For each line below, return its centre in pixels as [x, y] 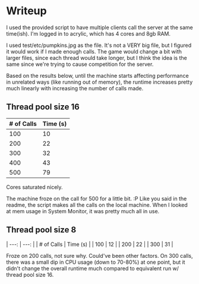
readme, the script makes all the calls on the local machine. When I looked [97, 205]
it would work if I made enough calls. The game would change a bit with [94, 51]
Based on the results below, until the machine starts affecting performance [97, 75]
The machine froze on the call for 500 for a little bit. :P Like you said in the [97, 198]
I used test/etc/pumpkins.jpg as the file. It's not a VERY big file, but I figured [99, 45]
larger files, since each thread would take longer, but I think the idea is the [97, 58]
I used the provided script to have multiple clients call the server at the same [99, 27]
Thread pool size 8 [41, 230]
